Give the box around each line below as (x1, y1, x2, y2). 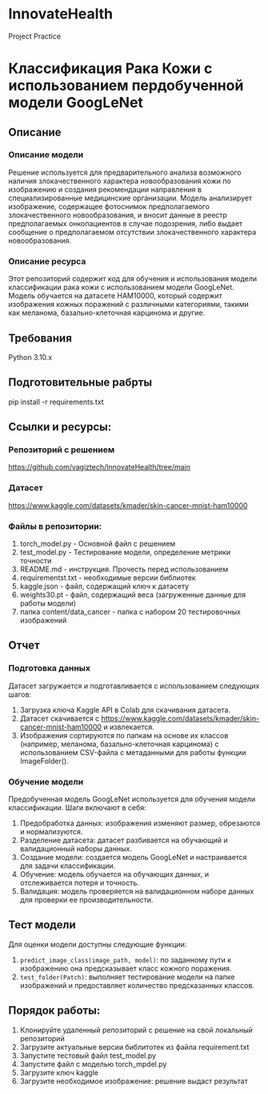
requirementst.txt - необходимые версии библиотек (19, 573, 196, 583)
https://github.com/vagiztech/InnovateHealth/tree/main (8, 462, 190, 472)
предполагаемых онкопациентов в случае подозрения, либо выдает (8, 218, 243, 228)
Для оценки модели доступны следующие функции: (8, 939, 187, 949)
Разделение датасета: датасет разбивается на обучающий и (19, 835, 228, 845)
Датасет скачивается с (19, 713, 100, 723)
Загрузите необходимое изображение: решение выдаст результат (19, 1076, 248, 1086)
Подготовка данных (8, 663, 90, 674)
